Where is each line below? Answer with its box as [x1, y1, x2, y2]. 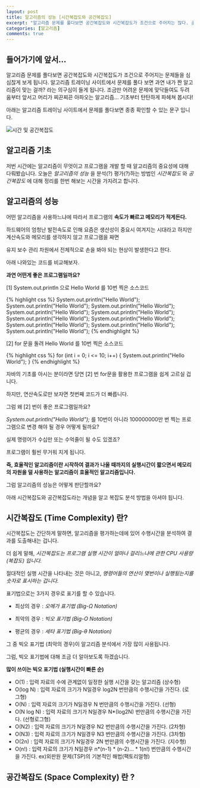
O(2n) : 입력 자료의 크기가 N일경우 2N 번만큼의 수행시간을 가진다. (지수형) [14, 738, 186, 745]
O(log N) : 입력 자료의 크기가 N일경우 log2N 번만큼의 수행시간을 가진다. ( [14, 686, 185, 693]
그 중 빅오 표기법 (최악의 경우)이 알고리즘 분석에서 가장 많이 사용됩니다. [6, 640, 171, 648]
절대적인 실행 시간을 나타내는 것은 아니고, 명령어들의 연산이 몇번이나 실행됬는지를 [6, 570, 194, 577]
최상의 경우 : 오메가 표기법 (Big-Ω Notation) [14, 602, 118, 610]
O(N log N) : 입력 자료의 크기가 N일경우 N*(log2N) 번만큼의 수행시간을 [14, 708, 180, 715]
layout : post [6, 8, 39, 15]
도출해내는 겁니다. [17, 537, 59, 545]
